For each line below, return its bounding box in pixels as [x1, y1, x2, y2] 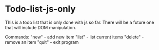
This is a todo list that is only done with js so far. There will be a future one [5, 19, 155, 25]
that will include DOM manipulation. [5, 24, 77, 30]
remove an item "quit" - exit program [5, 39, 79, 45]
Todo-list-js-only [5, 3, 76, 15]
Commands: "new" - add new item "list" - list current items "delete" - [5, 34, 144, 40]
